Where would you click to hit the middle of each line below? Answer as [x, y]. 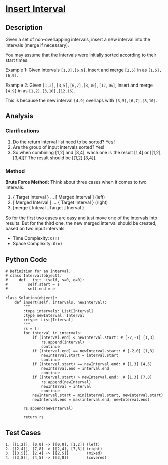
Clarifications [22, 131]
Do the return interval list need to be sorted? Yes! [64, 142]
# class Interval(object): [34, 276]
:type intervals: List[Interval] [59, 311]
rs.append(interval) [63, 342]
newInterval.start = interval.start [80, 355]
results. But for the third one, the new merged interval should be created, [81, 223]
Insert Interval [35, 9]
